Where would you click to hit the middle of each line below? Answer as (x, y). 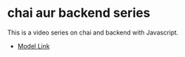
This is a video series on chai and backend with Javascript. (93, 32)
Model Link (34, 46)
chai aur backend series (79, 13)
